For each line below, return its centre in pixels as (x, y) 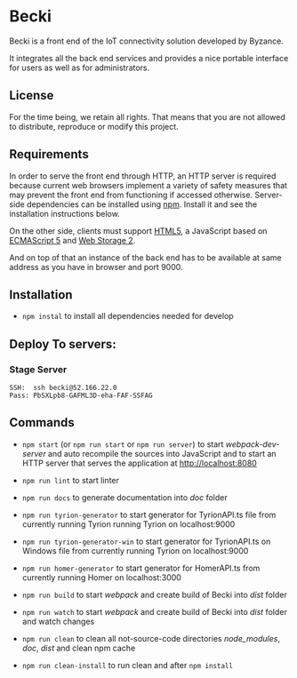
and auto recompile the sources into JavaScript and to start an (162, 453)
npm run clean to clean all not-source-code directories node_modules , (151, 638)
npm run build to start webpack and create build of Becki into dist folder (154, 594)
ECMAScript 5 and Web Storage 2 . (72, 240)
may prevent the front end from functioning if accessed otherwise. (131, 195)
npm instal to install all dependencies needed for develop (128, 316)
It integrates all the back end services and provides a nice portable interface (149, 58)
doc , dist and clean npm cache (79, 648)
